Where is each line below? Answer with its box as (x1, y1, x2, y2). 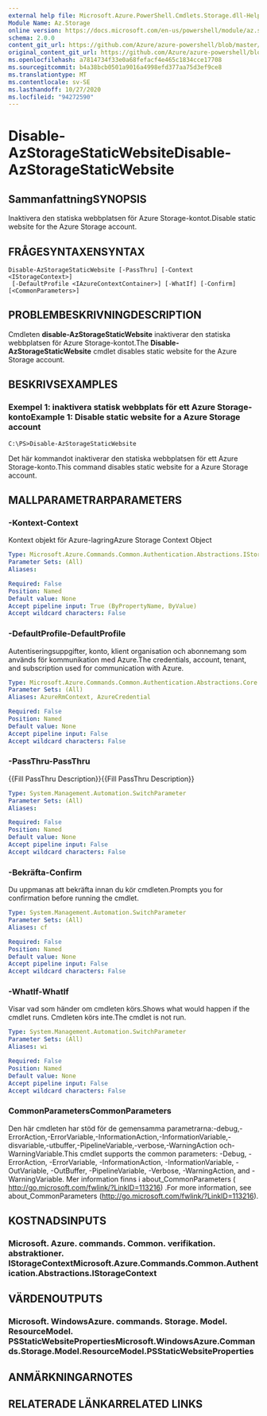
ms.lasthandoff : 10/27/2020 (8, 85, 102, 94)
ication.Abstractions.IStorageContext (8, 1268, 157, 1279)
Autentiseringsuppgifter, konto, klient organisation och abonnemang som (8, 646, 247, 656)
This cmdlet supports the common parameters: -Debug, (64, 1149, 247, 1159)
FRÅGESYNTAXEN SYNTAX (8, 245, 145, 258)
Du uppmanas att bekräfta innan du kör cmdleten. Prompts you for (8, 885, 223, 895)
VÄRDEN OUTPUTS (8, 1292, 103, 1306)
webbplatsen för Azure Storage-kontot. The (8, 338, 149, 347)
